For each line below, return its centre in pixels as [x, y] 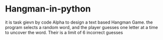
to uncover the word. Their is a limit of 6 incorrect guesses [64, 32]
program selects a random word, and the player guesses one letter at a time [81, 27]
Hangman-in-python [48, 9]
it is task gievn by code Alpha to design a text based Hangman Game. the [79, 22]
